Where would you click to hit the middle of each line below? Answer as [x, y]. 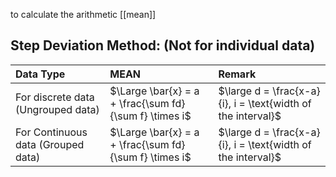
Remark [237, 74]
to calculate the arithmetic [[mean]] [83, 14]
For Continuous [51, 132]
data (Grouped [50, 144]
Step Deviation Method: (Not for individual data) [163, 45]
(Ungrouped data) [57, 109]
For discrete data [55, 97]
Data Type [40, 74]
